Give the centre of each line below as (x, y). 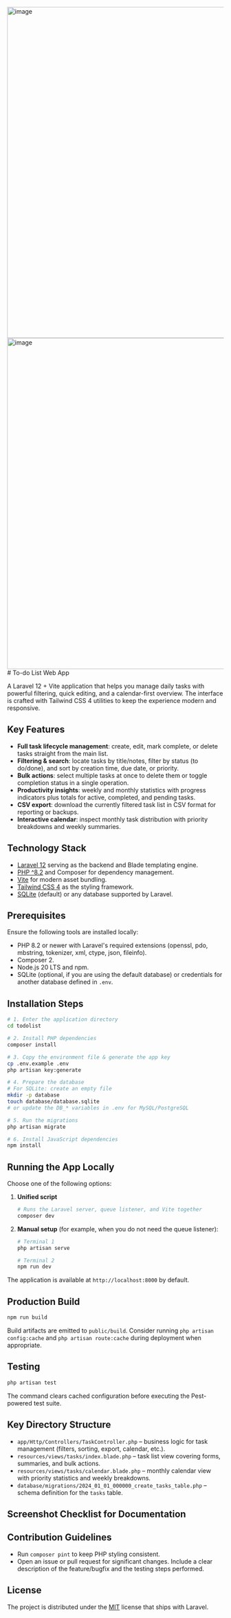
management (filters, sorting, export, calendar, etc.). (91, 1449)
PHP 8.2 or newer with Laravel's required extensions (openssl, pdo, (112, 945)
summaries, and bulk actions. (59, 1463)
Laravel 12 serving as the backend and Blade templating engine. (107, 865)
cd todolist (24, 1026)
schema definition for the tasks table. (70, 1492)
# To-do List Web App (38, 673)
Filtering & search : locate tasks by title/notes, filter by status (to (108, 761)
